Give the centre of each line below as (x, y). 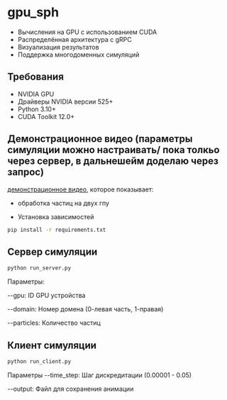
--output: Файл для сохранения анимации (71, 389)
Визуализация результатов (58, 47)
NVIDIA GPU (36, 94)
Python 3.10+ (37, 109)
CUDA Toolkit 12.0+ (46, 116)
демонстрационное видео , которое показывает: (81, 189)
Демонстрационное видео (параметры (100, 139)
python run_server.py (39, 268)
